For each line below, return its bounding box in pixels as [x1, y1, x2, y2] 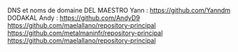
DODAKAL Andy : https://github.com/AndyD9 [7, 14, 140, 22]
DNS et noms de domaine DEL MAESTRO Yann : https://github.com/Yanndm [7, 6, 231, 14]
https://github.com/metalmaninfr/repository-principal [7, 28, 163, 37]
